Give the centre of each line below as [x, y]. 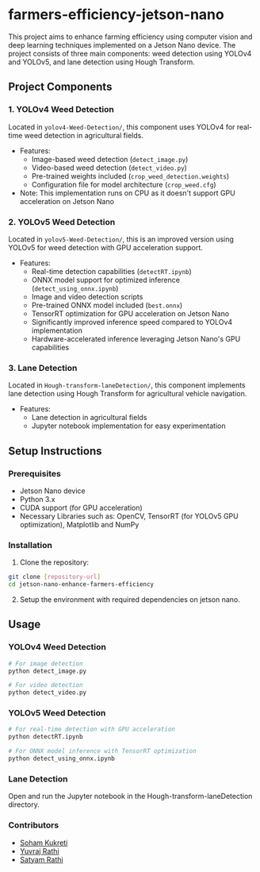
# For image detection [46, 664]
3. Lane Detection [43, 368]
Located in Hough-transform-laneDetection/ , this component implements [127, 385]
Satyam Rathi [41, 859]
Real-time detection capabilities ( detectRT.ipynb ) [111, 271]
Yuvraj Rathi [39, 851]
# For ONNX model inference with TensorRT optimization [102, 751]
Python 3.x [37, 499]
